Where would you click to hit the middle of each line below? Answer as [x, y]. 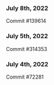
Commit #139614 [26, 21]
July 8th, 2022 [27, 8]
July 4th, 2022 [27, 64]
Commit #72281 [25, 77]
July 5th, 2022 [27, 36]
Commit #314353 [27, 49]
